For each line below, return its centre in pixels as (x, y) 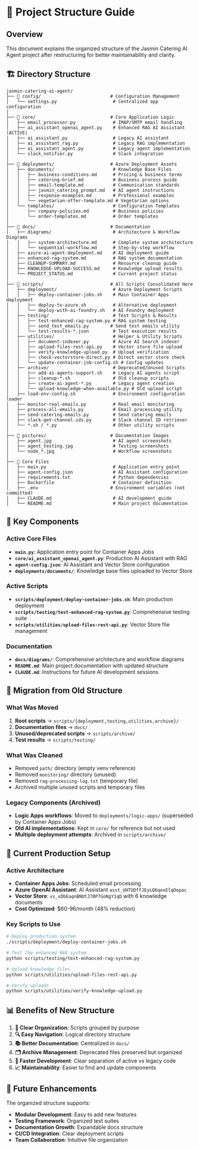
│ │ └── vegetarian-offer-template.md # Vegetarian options (88, 200)
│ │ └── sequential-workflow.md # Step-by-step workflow (90, 248)
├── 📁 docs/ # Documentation (78, 227)
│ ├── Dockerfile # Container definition (89, 483)
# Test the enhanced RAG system (46, 953)
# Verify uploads (28, 986)
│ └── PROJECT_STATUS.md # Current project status (92, 274)
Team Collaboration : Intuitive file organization (71, 1139)
